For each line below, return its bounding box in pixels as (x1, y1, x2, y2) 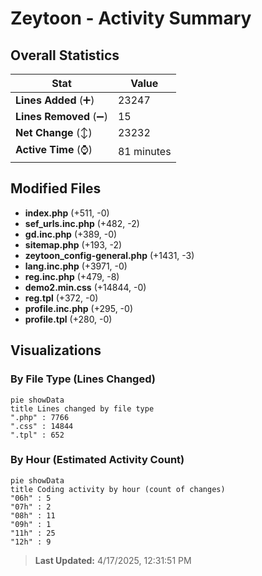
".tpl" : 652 (10, 430, 65, 440)
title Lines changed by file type (10, 403, 155, 414)
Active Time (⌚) (15, 143, 93, 156)
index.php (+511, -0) (24, 207, 110, 219)
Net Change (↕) (15, 126, 93, 139)
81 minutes (117, 144, 172, 158)
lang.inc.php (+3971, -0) (24, 260, 128, 272)
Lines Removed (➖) (15, 110, 108, 123)
